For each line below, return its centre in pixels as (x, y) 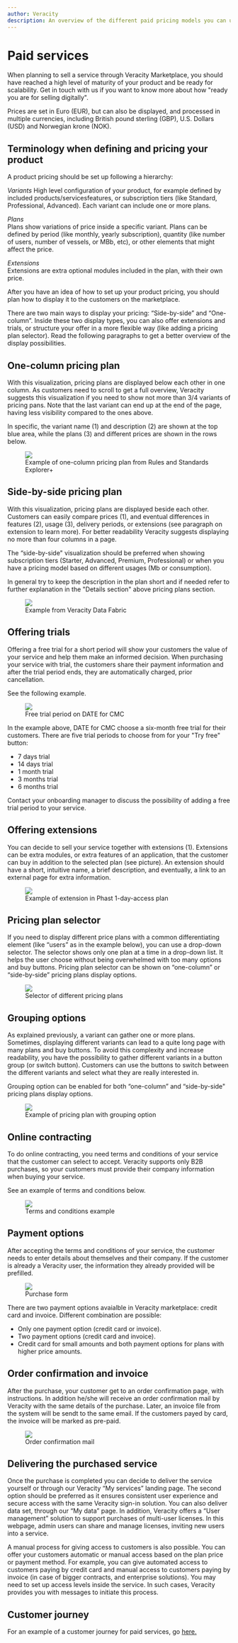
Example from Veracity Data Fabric (76, 610)
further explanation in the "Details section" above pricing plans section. (112, 589)
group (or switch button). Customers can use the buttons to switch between (118, 1065)
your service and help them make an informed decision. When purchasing (115, 656)
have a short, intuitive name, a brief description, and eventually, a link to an (117, 870)
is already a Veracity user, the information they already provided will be (111, 1266)
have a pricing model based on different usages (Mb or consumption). (109, 568)
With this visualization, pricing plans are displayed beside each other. (108, 509)
